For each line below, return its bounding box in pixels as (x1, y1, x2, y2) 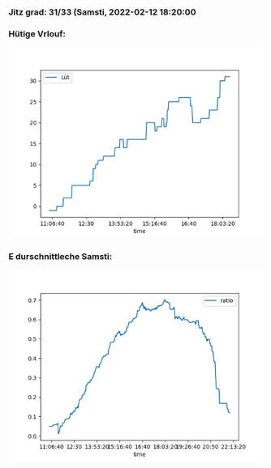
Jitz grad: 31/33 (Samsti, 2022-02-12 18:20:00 (8, 6, 196, 18)
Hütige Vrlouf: (8, 28, 67, 39)
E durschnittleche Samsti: (8, 251, 113, 262)
